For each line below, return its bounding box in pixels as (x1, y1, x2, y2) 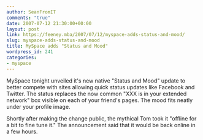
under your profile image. (6, 103, 71, 110)
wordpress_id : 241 (6, 49, 53, 55)
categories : (6, 54, 37, 61)
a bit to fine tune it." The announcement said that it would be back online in (6, 121, 196, 128)
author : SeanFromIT (6, 9, 56, 15)
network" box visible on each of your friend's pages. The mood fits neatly (6, 96, 193, 104)
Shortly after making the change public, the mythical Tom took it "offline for (6, 114, 197, 122)
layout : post (6, 26, 40, 32)
